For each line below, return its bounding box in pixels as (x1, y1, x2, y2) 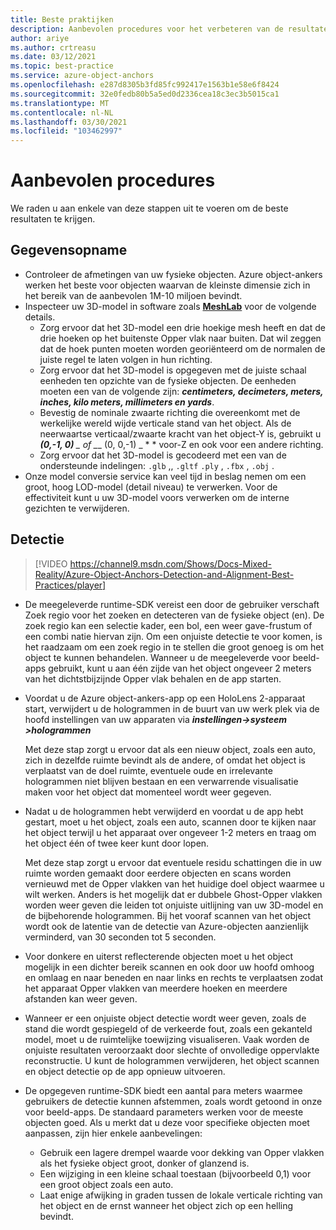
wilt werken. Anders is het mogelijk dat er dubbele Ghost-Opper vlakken (24, 888, 323, 900)
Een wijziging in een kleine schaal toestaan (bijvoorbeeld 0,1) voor (39, 1167, 312, 1180)
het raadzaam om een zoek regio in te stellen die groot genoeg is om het (24, 641, 325, 653)
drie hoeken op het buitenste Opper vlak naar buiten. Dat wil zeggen (39, 332, 322, 344)
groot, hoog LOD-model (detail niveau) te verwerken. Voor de (24, 481, 278, 493)
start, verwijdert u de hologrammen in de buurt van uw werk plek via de (24, 702, 320, 715)
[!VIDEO (34, 557, 68, 570)
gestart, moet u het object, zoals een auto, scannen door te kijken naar (24, 816, 317, 828)
